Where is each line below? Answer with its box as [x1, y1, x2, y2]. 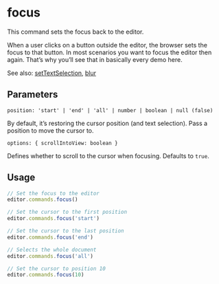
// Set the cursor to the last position [7, 228, 125, 234]
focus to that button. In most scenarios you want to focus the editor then [7, 48, 212, 56]
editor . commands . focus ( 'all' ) [7, 252, 94, 259]
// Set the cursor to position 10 [7, 265, 106, 272]
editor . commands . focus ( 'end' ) [7, 234, 94, 241]
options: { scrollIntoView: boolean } [7, 140, 118, 146]
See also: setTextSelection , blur [7, 69, 97, 77]
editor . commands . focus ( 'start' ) [7, 215, 100, 222]
